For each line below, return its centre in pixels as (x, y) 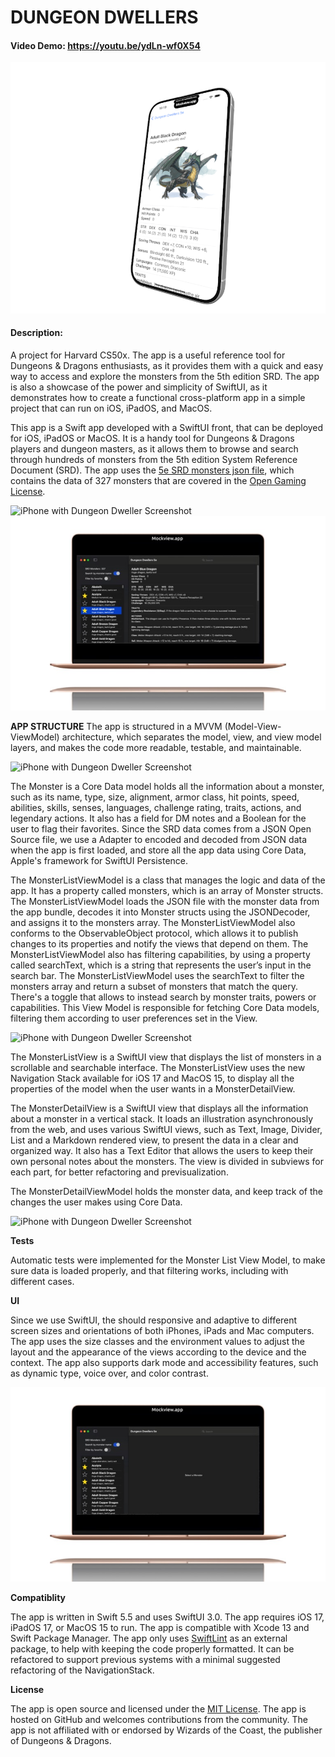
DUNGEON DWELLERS (104, 17)
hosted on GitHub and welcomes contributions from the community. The (159, 1720)
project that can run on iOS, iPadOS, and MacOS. (111, 408)
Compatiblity (38, 1598)
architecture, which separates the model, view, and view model (191, 737)
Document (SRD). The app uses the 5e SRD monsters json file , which (152, 470)
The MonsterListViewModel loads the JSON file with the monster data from (165, 901)
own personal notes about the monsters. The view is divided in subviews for (167, 1161)
